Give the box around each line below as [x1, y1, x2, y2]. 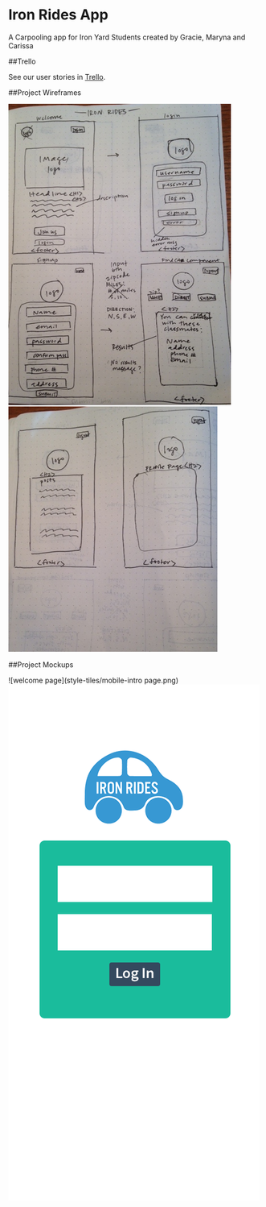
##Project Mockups [8, 659, 74, 670]
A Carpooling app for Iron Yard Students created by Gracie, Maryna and [8, 32, 246, 42]
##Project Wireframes [8, 87, 82, 97]
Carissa [8, 40, 34, 50]
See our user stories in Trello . [8, 72, 106, 81]
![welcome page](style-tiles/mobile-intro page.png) [8, 675, 179, 685]
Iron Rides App [8, 6, 108, 24]
